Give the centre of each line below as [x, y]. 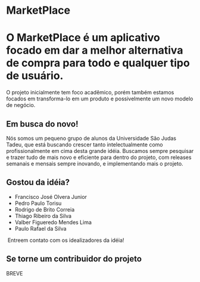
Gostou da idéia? [38, 183]
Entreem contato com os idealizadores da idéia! [66, 240]
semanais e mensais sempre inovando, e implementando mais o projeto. [95, 163]
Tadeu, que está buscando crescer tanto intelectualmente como [85, 145]
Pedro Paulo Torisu [38, 203]
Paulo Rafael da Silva [40, 228]
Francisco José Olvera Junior [51, 197]
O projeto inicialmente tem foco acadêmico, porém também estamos [90, 93]
